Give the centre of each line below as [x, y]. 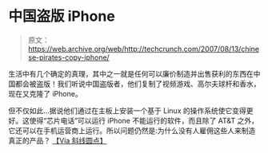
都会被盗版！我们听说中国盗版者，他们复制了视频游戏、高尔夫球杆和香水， [138, 84]
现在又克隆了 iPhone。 [45, 93]
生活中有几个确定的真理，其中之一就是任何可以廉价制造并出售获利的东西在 [131, 73]
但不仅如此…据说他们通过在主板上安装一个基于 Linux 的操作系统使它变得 [127, 110]
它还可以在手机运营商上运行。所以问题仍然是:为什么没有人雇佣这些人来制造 [132, 130]
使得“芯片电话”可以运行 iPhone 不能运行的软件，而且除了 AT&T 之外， [144, 120]
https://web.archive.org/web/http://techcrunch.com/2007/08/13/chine [144, 49]
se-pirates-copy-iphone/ [68, 57]
